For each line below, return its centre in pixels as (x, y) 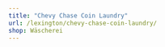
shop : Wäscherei (36, 30)
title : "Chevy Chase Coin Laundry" (68, 16)
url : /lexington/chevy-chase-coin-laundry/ (83, 23)
